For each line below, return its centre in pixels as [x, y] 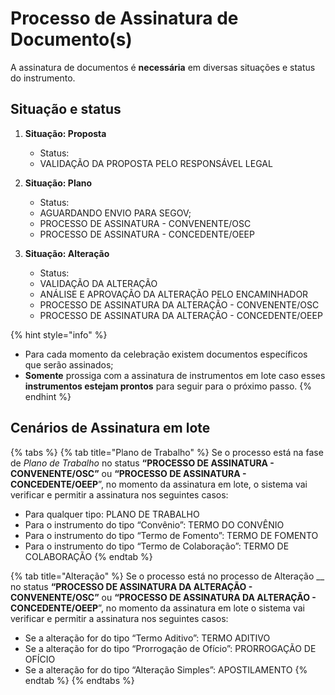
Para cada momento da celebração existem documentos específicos [166, 354]
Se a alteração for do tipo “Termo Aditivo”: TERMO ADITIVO [147, 638]
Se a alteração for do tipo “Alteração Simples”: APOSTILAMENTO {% [166, 669]
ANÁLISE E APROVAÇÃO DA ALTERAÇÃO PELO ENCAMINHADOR [174, 294]
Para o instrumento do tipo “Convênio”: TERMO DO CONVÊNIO [154, 524]
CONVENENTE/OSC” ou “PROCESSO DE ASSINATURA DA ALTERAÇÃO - [163, 597]
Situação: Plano [58, 183]
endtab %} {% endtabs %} [79, 680]
